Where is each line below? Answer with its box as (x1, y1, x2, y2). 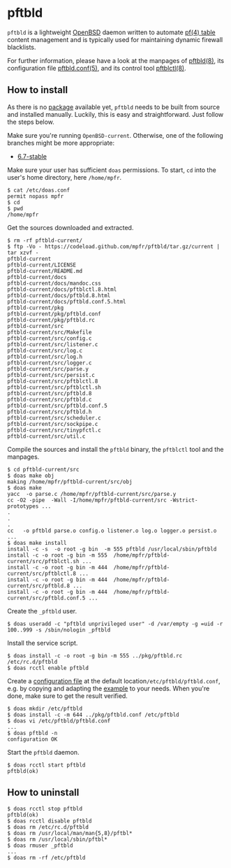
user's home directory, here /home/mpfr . (7, 173, 122, 181)
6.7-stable (17, 152, 47, 160)
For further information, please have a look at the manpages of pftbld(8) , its (7, 56, 225, 64)
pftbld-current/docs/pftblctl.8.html (7, 285, 117, 293)
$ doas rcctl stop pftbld (7, 805, 82, 812)
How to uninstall (7, 787, 80, 799)
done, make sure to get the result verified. (7, 691, 128, 700)
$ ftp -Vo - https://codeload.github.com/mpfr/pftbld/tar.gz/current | (7, 243, 220, 250)
